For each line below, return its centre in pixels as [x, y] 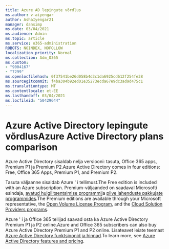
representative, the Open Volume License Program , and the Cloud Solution [84, 204]
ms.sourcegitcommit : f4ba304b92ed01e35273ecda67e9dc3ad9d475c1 [74, 81]
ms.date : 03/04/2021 [27, 29]
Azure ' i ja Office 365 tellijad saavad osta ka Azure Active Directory [77, 219]
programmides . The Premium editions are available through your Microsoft [83, 199]
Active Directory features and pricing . [45, 241]
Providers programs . [27, 210]
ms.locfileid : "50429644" [33, 100]
